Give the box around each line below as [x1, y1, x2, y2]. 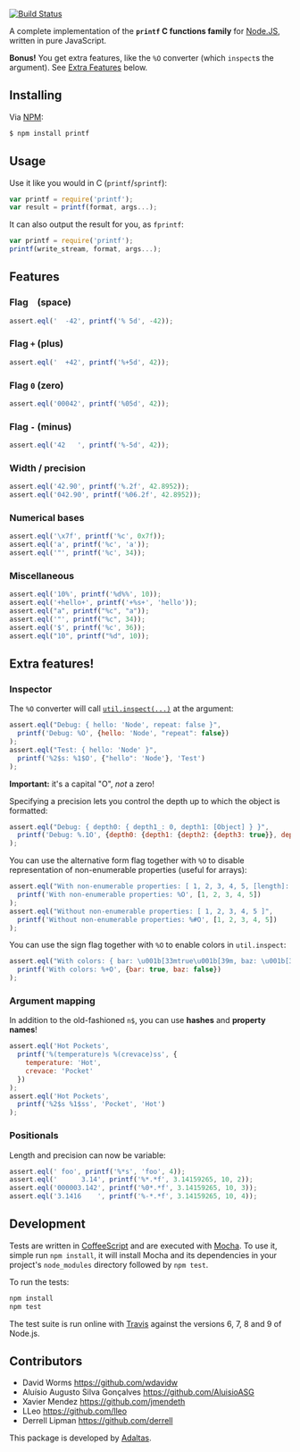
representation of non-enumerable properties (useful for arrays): [9, 865, 247, 876]
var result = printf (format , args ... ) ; [9, 203, 158, 212]
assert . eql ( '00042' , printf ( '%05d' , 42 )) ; [9, 399, 170, 408]
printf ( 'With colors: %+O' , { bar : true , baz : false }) [17, 965, 221, 974]
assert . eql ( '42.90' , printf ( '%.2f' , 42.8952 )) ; [9, 483, 190, 491]
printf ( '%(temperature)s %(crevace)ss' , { [17, 1050, 178, 1059]
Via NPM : [9, 112, 45, 122]
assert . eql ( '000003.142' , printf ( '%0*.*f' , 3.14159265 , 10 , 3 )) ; [9, 1184, 258, 1193]
